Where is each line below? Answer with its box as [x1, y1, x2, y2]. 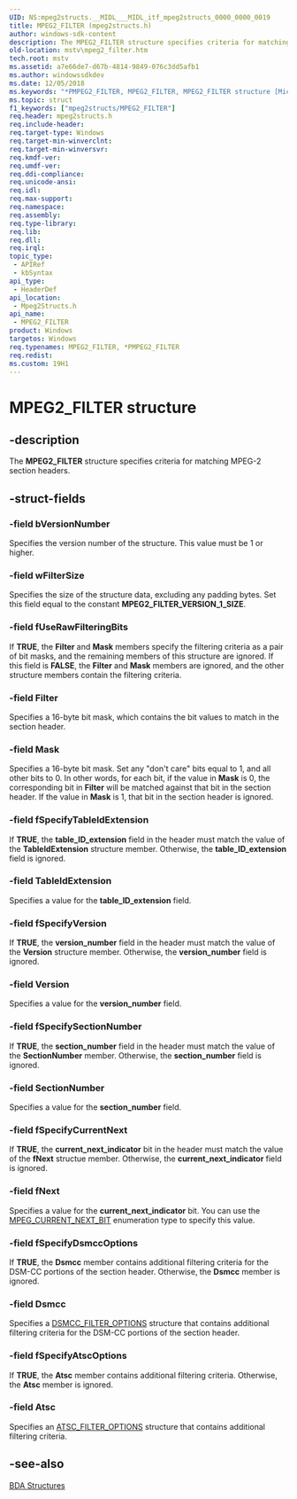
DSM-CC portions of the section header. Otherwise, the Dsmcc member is [9, 1266, 281, 1276]
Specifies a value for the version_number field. [9, 998, 182, 1009]
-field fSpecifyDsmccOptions [9, 1237, 139, 1249]
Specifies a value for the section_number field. [9, 1102, 182, 1113]
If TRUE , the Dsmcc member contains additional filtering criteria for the [9, 1256, 270, 1268]
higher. [9, 547, 35, 558]
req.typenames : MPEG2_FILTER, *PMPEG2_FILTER [9, 342, 179, 351]
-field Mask [9, 743, 60, 755]
